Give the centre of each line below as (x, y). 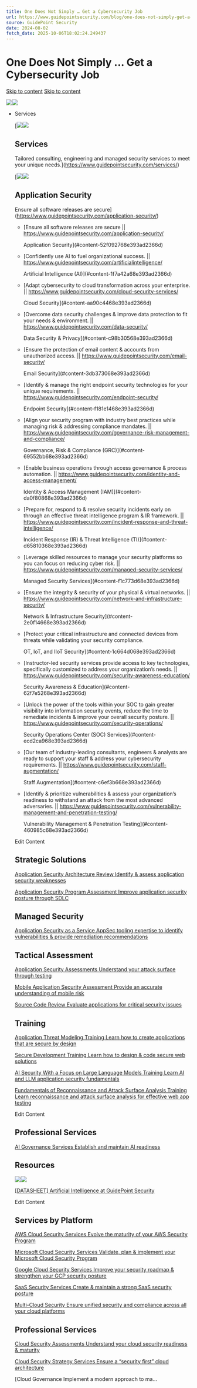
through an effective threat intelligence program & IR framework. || (103, 516)
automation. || (40, 474)
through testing (33, 976)
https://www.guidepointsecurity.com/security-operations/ (93, 723)
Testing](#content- (145, 824)
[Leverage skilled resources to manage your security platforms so (103, 557)
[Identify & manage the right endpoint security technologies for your (106, 384)
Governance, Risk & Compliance (62, 450)
